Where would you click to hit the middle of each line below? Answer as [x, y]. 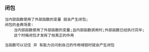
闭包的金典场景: [19, 25]
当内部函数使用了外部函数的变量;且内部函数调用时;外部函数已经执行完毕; [79, 30]
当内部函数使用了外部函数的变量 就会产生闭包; [47, 19]
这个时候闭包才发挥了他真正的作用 [44, 35]
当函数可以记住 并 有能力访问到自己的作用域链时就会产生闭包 [60, 45]
